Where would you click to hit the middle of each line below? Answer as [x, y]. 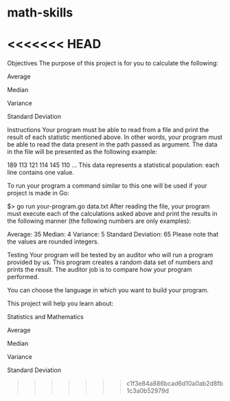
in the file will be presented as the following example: [82, 152]
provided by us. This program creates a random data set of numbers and [110, 262]
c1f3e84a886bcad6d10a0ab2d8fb [175, 384]
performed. [23, 277]
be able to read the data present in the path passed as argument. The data [112, 144]
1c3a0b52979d [148, 391]
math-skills [40, 13]
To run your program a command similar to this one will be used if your [107, 186]
